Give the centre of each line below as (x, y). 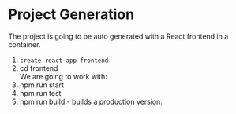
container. (24, 44)
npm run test (40, 93)
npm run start (42, 85)
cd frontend (39, 68)
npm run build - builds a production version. (91, 101)
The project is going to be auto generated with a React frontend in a (118, 36)
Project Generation (71, 15)
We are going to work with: (64, 76)
